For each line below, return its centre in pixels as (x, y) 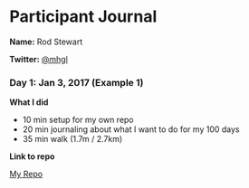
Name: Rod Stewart (46, 42)
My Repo (26, 174)
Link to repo (32, 156)
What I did (29, 102)
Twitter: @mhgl (38, 59)
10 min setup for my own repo (78, 120)
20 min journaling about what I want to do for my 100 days (131, 129)
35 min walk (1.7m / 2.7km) (72, 139)
